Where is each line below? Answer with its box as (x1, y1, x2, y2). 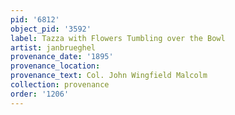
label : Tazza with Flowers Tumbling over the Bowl (10, 33, 226, 43)
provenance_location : (10, 61, 101, 71)
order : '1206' (10, 89, 70, 99)
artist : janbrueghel (10, 42, 97, 53)
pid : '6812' (10, 14, 60, 25)
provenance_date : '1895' (10, 52, 114, 62)
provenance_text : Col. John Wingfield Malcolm (10, 71, 208, 81)
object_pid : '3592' (10, 24, 92, 34)
